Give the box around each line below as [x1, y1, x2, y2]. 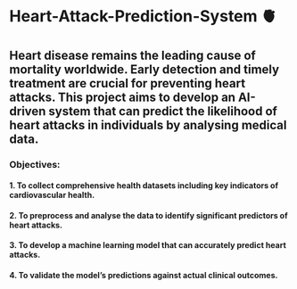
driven [9, 103, 46, 119]
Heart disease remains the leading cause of [9, 47, 256, 62]
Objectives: [9, 158, 61, 170]
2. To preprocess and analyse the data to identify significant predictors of [9, 210, 288, 220]
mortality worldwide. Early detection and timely [9, 62, 279, 77]
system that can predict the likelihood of [48, 103, 278, 119]
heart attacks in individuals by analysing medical [9, 117, 287, 133]
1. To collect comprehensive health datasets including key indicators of [9, 180, 279, 191]
